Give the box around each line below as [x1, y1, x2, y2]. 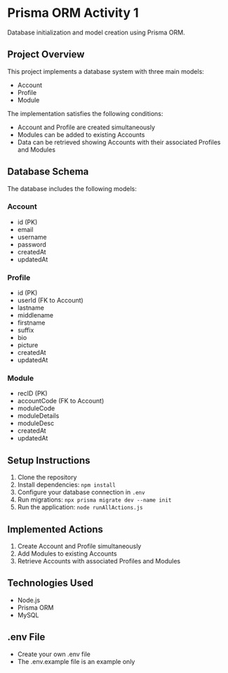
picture [17, 341, 39, 349]
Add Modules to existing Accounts [17, 549, 117, 558]
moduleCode [17, 404, 55, 412]
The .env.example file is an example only [17, 657, 135, 665]
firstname [17, 318, 46, 327]
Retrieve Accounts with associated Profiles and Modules [17, 557, 181, 566]
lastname [17, 303, 44, 312]
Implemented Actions [7, 523, 104, 535]
